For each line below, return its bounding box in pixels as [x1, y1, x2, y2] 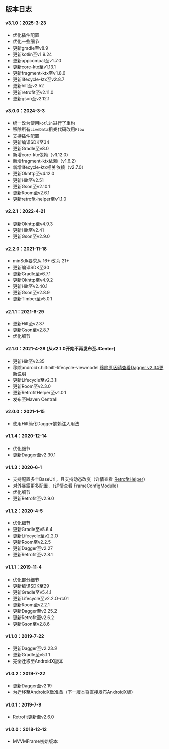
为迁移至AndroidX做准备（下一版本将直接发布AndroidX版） [12, 689, 136, 695]
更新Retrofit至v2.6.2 [12, 614, 54, 621]
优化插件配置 [12, 32, 39, 38]
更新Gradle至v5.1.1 [12, 651, 50, 657]
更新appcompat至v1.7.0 [12, 57, 62, 63]
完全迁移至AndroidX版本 [12, 658, 64, 664]
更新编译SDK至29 [12, 583, 49, 589]
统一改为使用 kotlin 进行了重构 [12, 120, 75, 126]
